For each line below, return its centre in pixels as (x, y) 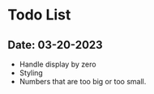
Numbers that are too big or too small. (83, 81)
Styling (31, 73)
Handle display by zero (58, 64)
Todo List (39, 15)
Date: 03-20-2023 (55, 45)
